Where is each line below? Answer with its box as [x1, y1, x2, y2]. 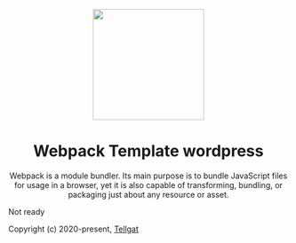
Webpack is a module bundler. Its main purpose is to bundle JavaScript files [9, 170, 288, 181]
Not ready [8, 206, 45, 216]
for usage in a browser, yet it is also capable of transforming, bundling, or [13, 179, 284, 190]
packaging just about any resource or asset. [68, 189, 229, 200]
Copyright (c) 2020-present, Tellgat [8, 223, 140, 234]
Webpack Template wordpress [33, 141, 264, 161]
